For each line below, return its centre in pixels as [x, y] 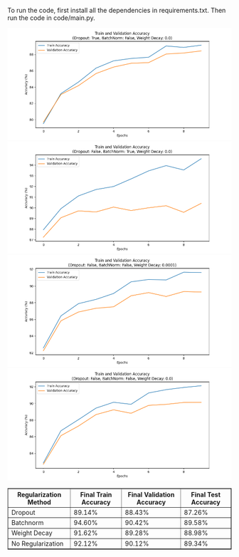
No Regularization [38, 543]
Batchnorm [28, 522]
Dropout [23, 512]
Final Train [96, 494]
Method [39, 502]
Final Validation [151, 494]
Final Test [206, 494]
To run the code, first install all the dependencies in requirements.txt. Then [117, 10]
